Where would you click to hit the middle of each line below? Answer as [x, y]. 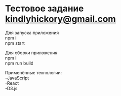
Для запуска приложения [32, 32]
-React [12, 83]
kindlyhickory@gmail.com [60, 19]
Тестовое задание [44, 9]
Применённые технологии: [34, 72]
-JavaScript [17, 78]
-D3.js [11, 88]
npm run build [19, 63]
